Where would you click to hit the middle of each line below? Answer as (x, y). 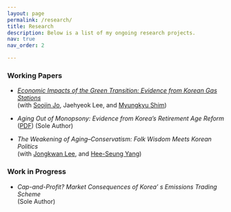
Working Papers (35, 75)
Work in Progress (37, 171)
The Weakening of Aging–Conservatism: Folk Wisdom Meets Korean (114, 139)
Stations (29, 98)
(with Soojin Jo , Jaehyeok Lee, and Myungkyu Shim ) (92, 105)
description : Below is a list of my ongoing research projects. (101, 33)
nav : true (21, 39)
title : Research (30, 26)
